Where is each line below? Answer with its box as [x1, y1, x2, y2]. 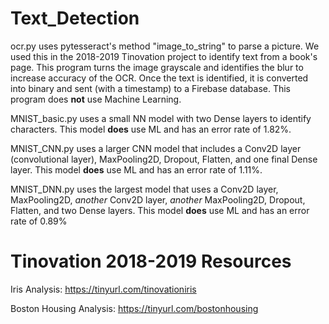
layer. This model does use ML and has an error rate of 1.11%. [10, 163, 263, 176]
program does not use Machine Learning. [10, 93, 182, 105]
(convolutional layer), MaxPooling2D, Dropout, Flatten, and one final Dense [10, 153, 318, 165]
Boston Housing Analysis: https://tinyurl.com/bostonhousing [10, 302, 259, 314]
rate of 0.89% [10, 215, 68, 227]
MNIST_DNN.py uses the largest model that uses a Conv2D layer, [10, 183, 279, 195]
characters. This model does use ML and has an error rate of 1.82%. [10, 123, 292, 135]
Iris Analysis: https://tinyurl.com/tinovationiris [10, 283, 197, 295]
